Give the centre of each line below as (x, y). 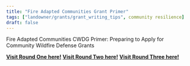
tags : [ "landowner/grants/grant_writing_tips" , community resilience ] (95, 17)
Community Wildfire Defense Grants (50, 45)
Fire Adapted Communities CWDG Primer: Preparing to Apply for (85, 39)
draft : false (22, 22)
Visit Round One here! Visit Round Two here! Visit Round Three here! (93, 57)
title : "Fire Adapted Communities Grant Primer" (67, 11)
